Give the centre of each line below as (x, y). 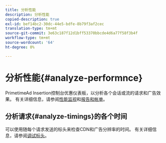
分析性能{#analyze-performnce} (74, 78)
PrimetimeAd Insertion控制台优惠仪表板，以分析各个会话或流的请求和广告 (81, 93)
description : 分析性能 (27, 15)
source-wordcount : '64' (30, 43)
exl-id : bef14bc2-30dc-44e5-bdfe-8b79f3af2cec (55, 24)
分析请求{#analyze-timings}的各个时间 (66, 116)
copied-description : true (32, 19)
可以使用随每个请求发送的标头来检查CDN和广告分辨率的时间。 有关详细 (79, 129)
